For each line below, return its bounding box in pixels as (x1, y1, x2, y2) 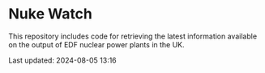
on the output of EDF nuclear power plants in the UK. (8, 39, 185, 49)
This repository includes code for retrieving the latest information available (8, 31, 258, 41)
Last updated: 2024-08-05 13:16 (8, 55, 118, 65)
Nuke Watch (8, 5, 93, 23)
